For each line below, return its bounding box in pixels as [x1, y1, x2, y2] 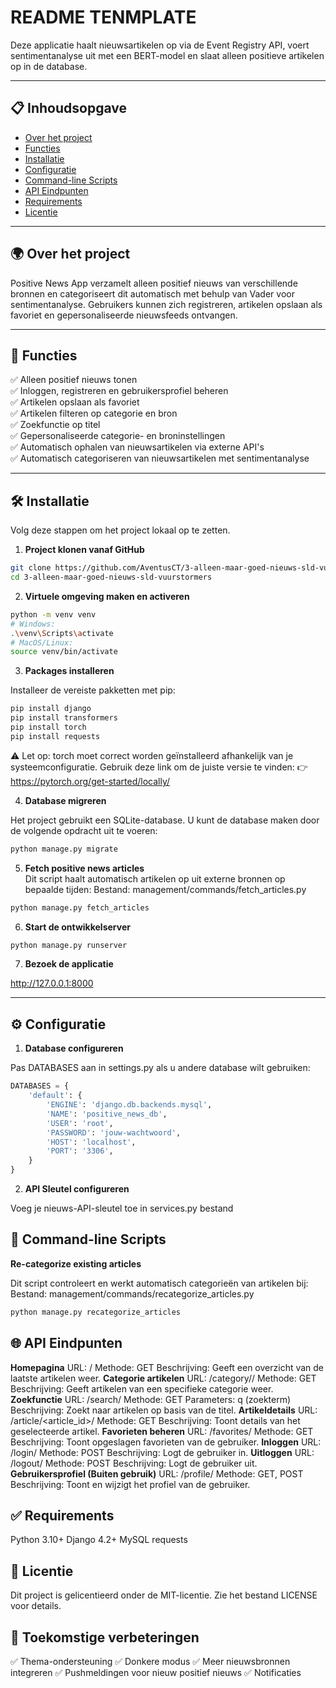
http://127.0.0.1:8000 [10, 977, 94, 990]
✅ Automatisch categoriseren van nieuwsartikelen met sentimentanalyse [10, 452, 310, 465]
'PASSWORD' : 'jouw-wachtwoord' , [46, 1127, 182, 1138]
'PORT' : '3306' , [46, 1146, 114, 1156]
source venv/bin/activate [10, 647, 118, 657]
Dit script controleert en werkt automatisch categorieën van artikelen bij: [10, 1277, 309, 1289]
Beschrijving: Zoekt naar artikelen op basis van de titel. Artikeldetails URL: [10, 1404, 318, 1416]
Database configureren [24, 1042, 124, 1055]
